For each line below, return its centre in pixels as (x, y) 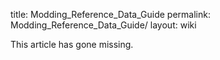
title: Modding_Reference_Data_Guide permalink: (110, 14)
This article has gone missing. (72, 44)
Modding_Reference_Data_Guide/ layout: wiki (103, 25)
